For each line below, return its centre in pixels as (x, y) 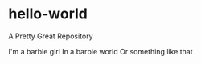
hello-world (48, 14)
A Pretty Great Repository (51, 36)
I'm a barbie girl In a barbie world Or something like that (100, 51)
